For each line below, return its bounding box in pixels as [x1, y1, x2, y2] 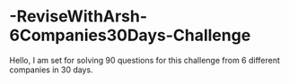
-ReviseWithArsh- [9, 6, 148, 27]
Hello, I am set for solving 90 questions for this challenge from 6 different [9, 55, 281, 65]
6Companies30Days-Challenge [9, 25, 251, 46]
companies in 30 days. [9, 64, 93, 75]
